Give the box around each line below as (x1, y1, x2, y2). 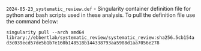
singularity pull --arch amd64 (6, 29, 85, 35)
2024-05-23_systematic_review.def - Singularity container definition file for (6, 5, 191, 12)
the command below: (6, 18, 59, 25)
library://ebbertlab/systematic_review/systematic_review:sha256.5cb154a (6, 35, 195, 41)
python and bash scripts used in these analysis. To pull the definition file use (6, 11, 196, 19)
